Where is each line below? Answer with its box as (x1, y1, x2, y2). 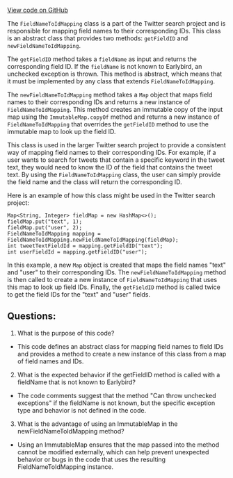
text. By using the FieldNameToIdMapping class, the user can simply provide (7, 170, 221, 179)
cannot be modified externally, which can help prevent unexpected (17, 447, 209, 456)
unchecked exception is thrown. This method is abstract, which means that (7, 69, 223, 78)
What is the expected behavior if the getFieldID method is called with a (17, 370, 220, 379)
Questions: (7, 311, 56, 322)
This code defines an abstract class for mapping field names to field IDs (17, 342, 224, 350)
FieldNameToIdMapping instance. (17, 462, 113, 471)
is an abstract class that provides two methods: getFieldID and (7, 34, 188, 42)
